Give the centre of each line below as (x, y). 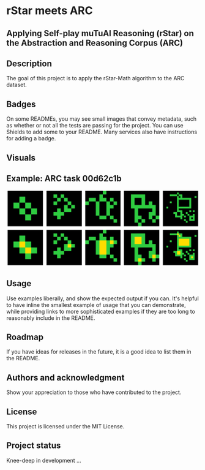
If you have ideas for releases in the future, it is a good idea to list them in (99, 352)
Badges (21, 104)
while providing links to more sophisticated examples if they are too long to (101, 311)
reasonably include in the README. (51, 318)
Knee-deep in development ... (44, 460)
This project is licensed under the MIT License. (65, 426)
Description (29, 63)
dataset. (17, 85)
